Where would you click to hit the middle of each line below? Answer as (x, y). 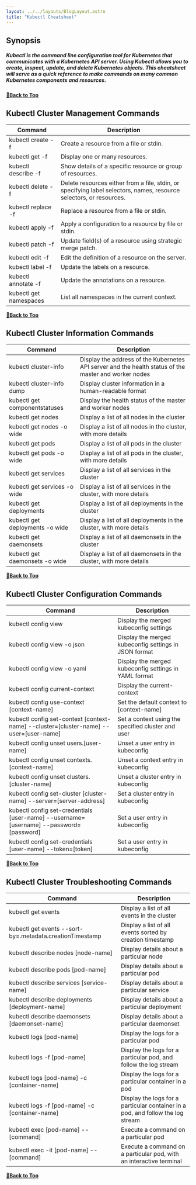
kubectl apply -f (32, 227)
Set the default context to (152, 702)
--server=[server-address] (67, 801)
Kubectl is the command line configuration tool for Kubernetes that (89, 56)
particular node (142, 956)
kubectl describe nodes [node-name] (61, 953)
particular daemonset (150, 1024)
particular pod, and (147, 1058)
